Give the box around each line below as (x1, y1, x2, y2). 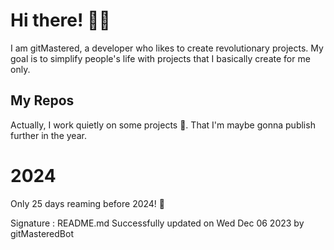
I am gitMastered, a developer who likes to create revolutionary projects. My (10, 42, 324, 54)
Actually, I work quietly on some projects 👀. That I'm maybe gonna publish (10, 119, 316, 131)
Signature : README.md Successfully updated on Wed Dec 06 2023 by (10, 217, 305, 229)
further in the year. (10, 129, 87, 141)
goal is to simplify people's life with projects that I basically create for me (10, 52, 311, 64)
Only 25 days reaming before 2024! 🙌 (10, 197, 166, 209)
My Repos (10, 92, 75, 109)
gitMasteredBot (10, 227, 74, 239)
